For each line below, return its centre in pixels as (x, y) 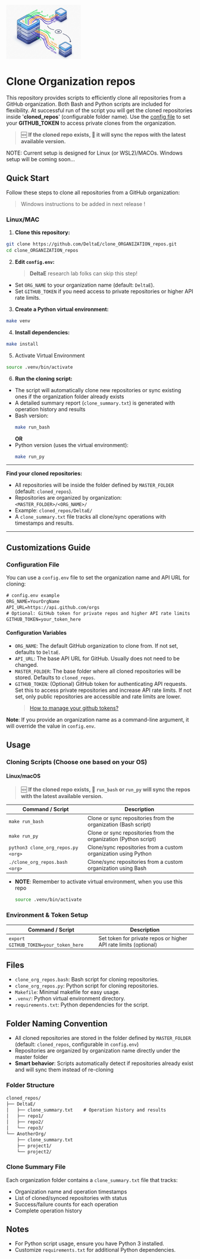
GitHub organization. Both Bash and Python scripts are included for (88, 104)
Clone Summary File (36, 1167)
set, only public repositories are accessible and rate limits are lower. (98, 697)
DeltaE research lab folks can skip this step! (84, 273)
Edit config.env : (35, 262)
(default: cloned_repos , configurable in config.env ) (77, 1044)
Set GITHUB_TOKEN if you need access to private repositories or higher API (104, 291)
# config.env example (33, 596)
